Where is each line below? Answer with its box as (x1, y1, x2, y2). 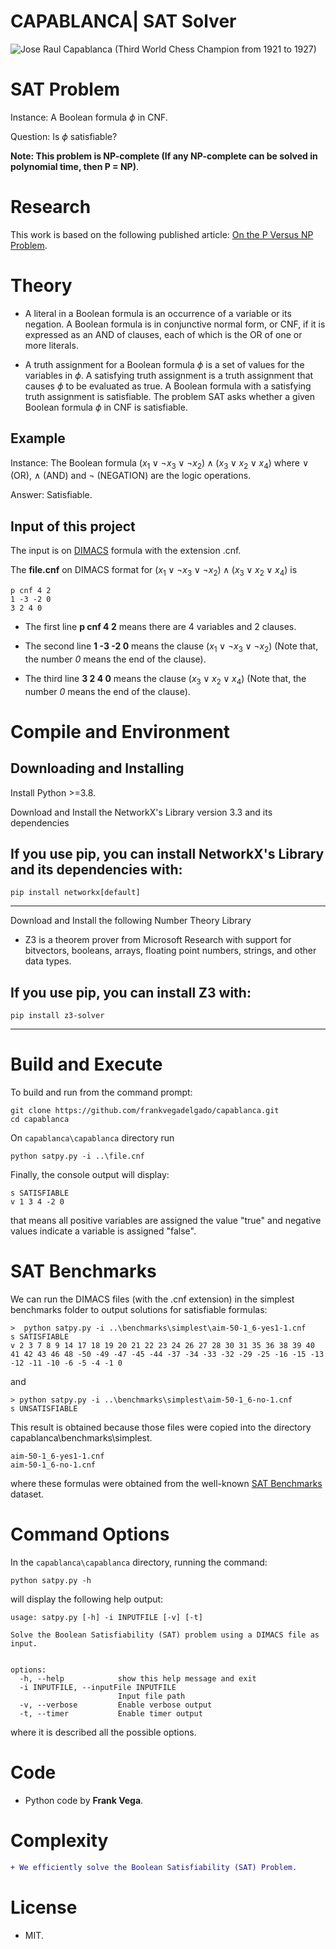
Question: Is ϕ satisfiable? (10, 130, 118, 142)
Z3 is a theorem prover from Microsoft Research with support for (24, 934, 292, 946)
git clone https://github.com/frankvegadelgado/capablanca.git (10, 1106, 280, 1116)
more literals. (24, 339, 79, 351)
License (10, 1896, 78, 1919)
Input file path (117, 1691, 186, 1701)
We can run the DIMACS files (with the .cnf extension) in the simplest (10, 1293, 295, 1305)
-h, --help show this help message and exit (19, 1674, 257, 1684)
